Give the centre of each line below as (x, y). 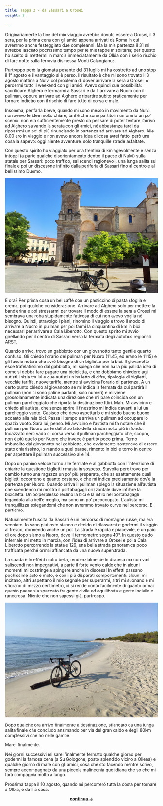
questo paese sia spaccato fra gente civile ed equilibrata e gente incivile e (79, 591)
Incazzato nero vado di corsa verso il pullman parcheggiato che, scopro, (77, 434)
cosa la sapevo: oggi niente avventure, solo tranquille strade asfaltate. (75, 141)
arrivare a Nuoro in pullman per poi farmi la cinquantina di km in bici (73, 326)
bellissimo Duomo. (24, 171)
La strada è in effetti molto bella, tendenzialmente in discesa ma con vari (77, 560)
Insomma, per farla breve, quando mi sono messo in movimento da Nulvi (77, 110)
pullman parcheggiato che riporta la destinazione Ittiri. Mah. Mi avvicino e (78, 403)
